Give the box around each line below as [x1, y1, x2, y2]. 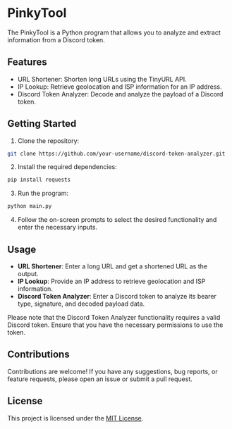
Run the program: [17, 189, 69, 198]
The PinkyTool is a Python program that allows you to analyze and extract [7, 28, 221, 37]
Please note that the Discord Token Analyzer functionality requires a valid [7, 313, 221, 321]
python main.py [7, 203, 52, 210]
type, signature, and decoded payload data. [17, 299, 145, 308]
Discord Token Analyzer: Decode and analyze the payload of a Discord [17, 89, 224, 98]
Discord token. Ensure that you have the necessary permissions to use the [7, 321, 224, 329]
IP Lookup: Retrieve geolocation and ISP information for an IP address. [17, 82, 222, 91]
